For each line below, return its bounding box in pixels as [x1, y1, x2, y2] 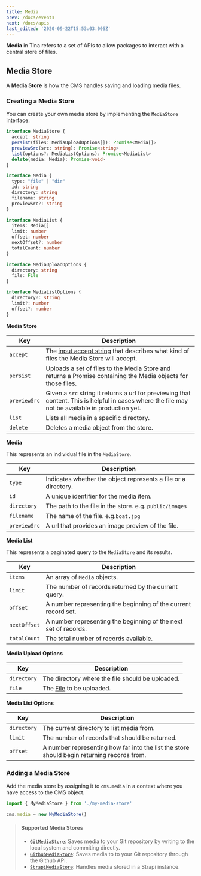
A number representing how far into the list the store [42, 743, 190, 752]
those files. [45, 379, 77, 388]
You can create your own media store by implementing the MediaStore [6, 111, 178, 118]
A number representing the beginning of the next [45, 617, 183, 625]
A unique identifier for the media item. [45, 492, 152, 500]
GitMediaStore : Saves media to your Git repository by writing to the [29, 838, 195, 845]
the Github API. [29, 857, 68, 864]
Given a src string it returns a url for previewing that [45, 389, 191, 397]
